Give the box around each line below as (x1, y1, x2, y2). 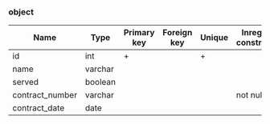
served (12, 77, 39, 88)
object (8, 6, 35, 18)
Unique (199, 32, 229, 43)
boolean (84, 77, 117, 88)
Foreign (162, 27, 193, 38)
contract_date (12, 102, 65, 114)
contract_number (12, 90, 78, 101)
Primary (123, 27, 155, 38)
